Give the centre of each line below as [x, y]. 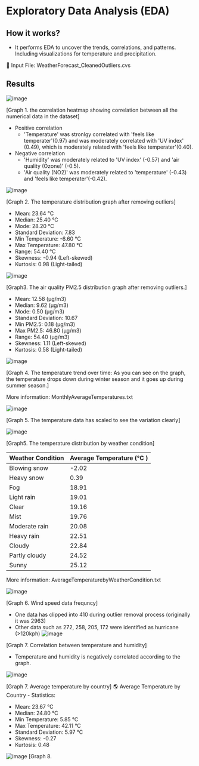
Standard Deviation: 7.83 [45, 232]
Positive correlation [38, 128]
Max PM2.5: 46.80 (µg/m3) [48, 330]
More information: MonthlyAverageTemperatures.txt [69, 397]
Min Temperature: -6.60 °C [48, 239]
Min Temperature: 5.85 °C [46, 719]
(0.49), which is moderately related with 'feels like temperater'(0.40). [108, 147]
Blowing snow [29, 468]
